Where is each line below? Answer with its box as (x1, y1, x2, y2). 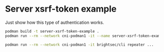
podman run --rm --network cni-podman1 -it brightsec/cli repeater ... (5, 42, 154, 47)
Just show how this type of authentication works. (5, 19, 104, 25)
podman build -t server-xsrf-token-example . (5, 29, 99, 34)
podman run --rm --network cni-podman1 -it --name (5, 33, 110, 38)
